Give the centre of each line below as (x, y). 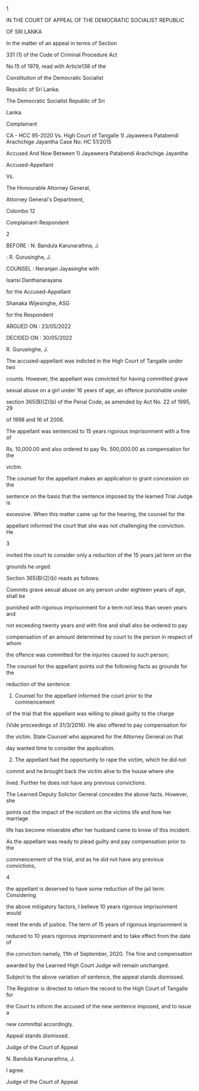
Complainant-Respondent (38, 222)
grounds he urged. (29, 567)
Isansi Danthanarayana (34, 280)
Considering (21, 895)
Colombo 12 (21, 211)
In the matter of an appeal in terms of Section (62, 43)
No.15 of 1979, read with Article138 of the (56, 66)
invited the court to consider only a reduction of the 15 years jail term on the (99, 555)
